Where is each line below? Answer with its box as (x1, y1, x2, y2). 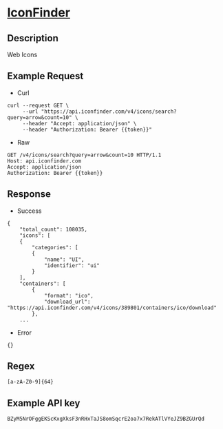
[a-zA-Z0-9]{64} (7, 379, 54, 386)
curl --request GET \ (7, 102, 70, 109)
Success (17, 207, 42, 215)
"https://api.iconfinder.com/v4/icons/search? (41, 108, 177, 115)
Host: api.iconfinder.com (7, 157, 81, 165)
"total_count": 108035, (19, 226, 88, 233)
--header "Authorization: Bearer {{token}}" (22, 126, 153, 133)
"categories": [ (32, 244, 78, 251)
